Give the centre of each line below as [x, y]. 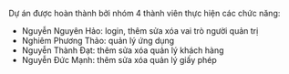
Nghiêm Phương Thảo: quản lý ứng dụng [98, 41]
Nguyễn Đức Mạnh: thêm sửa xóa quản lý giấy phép [119, 60]
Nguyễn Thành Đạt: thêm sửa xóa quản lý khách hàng [123, 50]
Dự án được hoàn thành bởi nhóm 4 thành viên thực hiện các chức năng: [144, 13]
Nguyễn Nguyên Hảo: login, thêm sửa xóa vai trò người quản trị [140, 31]
